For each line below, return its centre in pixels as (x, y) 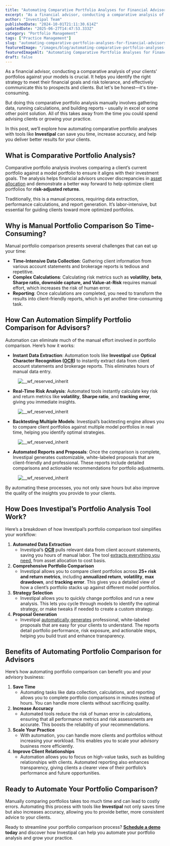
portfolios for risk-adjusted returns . (43, 189)
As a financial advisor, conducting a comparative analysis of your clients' (81, 71)
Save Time (24, 687)
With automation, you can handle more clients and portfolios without (91, 736)
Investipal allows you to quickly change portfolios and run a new (87, 598)
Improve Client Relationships (44, 752)
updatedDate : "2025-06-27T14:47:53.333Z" (50, 29)
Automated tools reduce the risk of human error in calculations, (86, 714)
